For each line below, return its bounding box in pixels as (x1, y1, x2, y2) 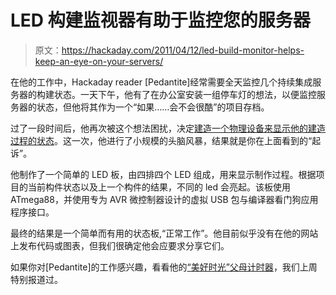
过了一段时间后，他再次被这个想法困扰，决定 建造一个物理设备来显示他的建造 (10, 122, 326, 134)
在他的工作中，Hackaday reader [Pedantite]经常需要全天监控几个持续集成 (10, 76, 313, 88)
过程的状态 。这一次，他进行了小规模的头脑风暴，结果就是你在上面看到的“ (10, 134, 313, 146)
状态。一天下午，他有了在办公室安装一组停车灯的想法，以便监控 (53, 88, 317, 100)
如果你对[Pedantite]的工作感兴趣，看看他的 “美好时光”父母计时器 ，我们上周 (10, 261, 318, 273)
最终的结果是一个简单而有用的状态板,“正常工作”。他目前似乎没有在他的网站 (10, 227, 319, 239)
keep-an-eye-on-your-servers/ (34, 55, 164, 67)
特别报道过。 (10, 273, 63, 285)
